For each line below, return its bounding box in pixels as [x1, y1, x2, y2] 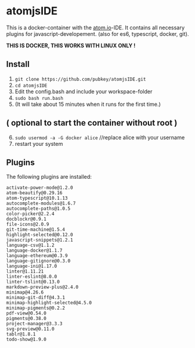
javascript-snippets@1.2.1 [6, 237, 73, 243]
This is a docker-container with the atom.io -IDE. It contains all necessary [6, 24, 185, 31]
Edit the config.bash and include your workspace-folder [14, 88, 153, 95]
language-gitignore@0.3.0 [6, 258, 70, 264]
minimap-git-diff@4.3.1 [6, 295, 66, 301]
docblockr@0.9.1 [6, 216, 47, 222]
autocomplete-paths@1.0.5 [6, 206, 70, 212]
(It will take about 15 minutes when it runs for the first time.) [14, 100, 161, 108]
